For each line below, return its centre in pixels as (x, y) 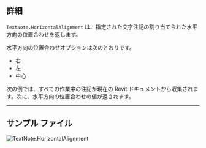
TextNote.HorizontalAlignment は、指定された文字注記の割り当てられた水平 (102, 27)
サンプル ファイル (40, 123)
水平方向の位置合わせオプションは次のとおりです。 (71, 47)
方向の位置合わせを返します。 (44, 34)
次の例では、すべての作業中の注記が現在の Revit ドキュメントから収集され (100, 89)
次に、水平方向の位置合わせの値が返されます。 (75, 96)
